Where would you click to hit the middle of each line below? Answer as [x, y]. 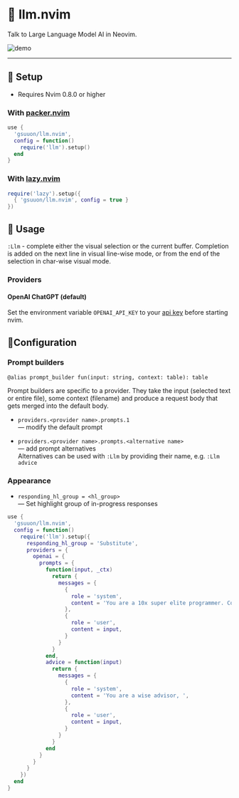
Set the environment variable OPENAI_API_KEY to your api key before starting [118, 313]
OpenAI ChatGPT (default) [47, 296]
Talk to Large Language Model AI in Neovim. [72, 34]
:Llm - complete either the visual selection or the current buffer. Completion [118, 246]
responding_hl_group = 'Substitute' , [82, 543]
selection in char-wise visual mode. [59, 261]
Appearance [29, 481]
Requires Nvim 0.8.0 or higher [62, 94]
